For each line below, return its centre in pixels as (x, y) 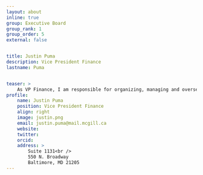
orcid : (25, 140)
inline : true (23, 18)
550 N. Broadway (48, 157)
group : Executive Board (36, 23)
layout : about (24, 12)
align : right (34, 112)
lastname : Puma (25, 67)
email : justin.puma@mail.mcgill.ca (62, 123)
